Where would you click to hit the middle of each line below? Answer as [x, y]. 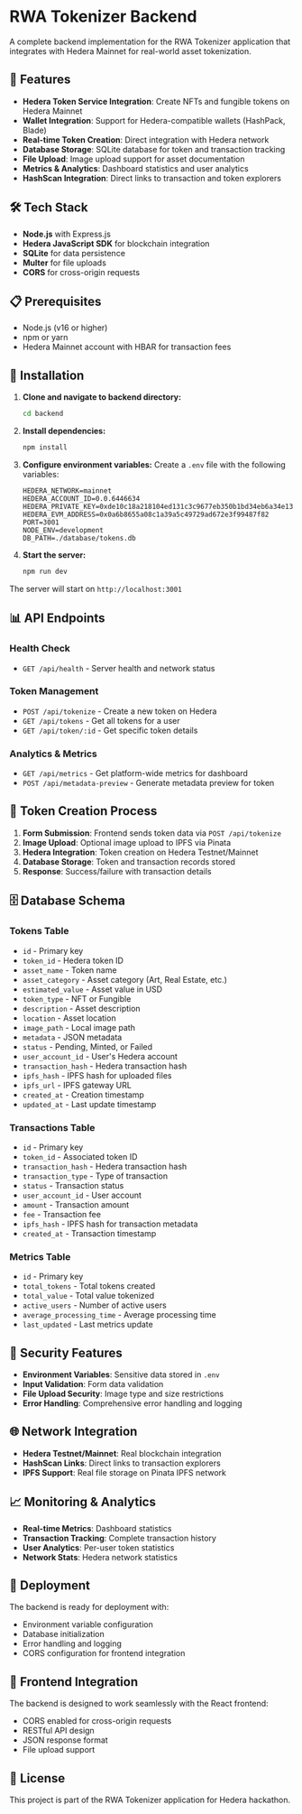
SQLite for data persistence [74, 253]
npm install [45, 448]
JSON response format [65, 1740]
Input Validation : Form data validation [93, 1384]
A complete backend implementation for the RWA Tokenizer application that [150, 42]
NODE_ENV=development [63, 530]
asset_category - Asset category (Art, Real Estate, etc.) [125, 979]
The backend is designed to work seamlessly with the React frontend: [139, 1704]
